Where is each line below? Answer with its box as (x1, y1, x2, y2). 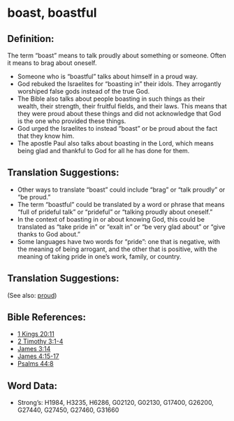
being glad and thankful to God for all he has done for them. (17, 147, 190, 155)
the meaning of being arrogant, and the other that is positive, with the (17, 245, 218, 253)
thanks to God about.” (17, 229, 81, 238)
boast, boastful (7, 5, 97, 21)
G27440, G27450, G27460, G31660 (17, 406, 119, 414)
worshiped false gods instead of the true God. (17, 87, 150, 95)
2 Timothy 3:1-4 (17, 337, 64, 345)
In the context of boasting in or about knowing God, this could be (17, 215, 205, 223)
